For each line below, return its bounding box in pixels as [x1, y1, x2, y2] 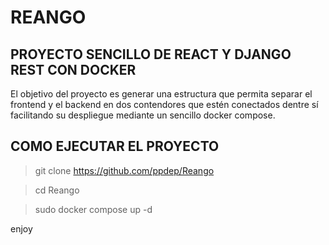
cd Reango [34, 184, 80, 196]
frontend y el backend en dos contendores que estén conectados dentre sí [10, 99, 319, 110]
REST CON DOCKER [10, 61, 137, 78]
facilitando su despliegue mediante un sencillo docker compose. [10, 109, 276, 121]
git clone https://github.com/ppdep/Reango [34, 164, 215, 176]
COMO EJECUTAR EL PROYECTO [10, 138, 220, 155]
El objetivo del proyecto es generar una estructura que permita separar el [10, 88, 313, 100]
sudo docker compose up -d [34, 203, 153, 215]
